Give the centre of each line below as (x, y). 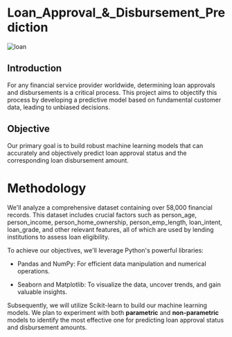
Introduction (35, 68)
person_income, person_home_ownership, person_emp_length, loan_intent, (115, 222)
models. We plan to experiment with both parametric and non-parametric (113, 312)
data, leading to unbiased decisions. (59, 107)
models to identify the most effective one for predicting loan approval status (116, 320)
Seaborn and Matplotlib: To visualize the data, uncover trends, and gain (119, 284)
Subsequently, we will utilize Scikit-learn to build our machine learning (107, 305)
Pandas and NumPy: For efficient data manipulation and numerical (111, 264)
